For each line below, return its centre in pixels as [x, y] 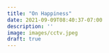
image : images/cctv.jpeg [43, 33]
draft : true [24, 39]
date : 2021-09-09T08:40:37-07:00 [55, 20]
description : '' [30, 26]
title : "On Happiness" [39, 13]
